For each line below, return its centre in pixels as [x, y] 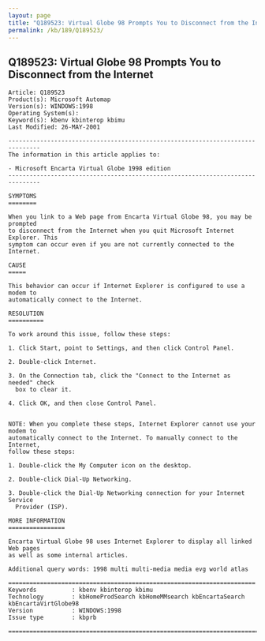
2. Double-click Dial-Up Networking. [70, 480]
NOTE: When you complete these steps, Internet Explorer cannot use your [132, 424]
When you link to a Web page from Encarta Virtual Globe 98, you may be [130, 217]
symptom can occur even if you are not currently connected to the [121, 245]
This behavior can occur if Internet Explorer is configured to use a [127, 286]
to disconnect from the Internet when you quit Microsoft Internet [121, 231]
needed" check [32, 383]
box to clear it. [44, 390]
